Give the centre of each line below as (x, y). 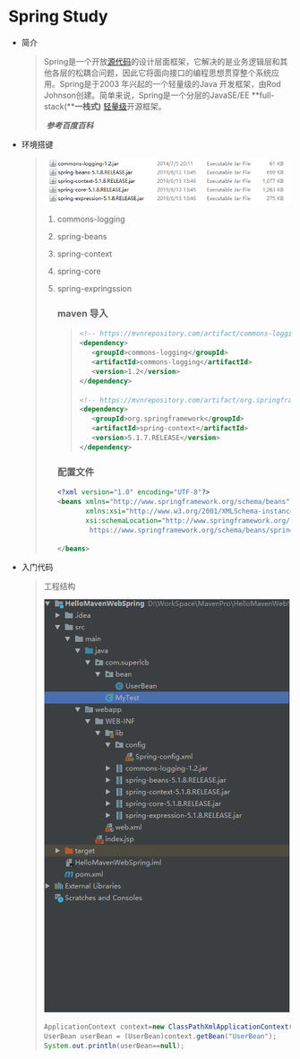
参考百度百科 (70, 125)
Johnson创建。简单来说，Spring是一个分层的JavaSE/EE (146, 95)
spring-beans (82, 237)
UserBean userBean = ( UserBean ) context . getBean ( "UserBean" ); (160, 1037)
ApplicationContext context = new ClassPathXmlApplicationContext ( (168, 1027)
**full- (263, 95)
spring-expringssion (94, 289)
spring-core (79, 272)
